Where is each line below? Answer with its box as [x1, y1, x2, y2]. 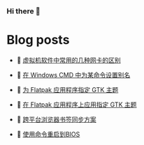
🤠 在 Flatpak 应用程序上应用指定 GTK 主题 [16, 100, 137, 109]
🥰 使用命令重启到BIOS [16, 130, 80, 138]
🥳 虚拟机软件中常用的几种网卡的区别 [16, 56, 121, 64]
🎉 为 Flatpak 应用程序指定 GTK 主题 [16, 85, 119, 93]
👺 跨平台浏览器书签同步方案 [16, 115, 96, 123]
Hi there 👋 [6, 6, 41, 16]
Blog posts [6, 32, 70, 48]
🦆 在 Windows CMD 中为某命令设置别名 [16, 70, 131, 79]
